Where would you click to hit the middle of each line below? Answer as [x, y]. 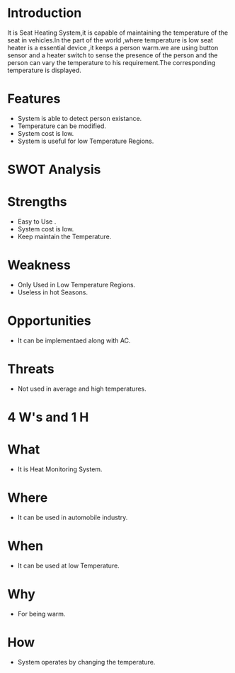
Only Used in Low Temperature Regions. [76, 284]
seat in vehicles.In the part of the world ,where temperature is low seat [110, 40]
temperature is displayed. [44, 70]
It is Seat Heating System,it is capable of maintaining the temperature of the [118, 33]
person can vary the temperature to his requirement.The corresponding [111, 62]
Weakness [39, 265]
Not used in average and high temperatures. [82, 389]
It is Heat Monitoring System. [60, 469]
